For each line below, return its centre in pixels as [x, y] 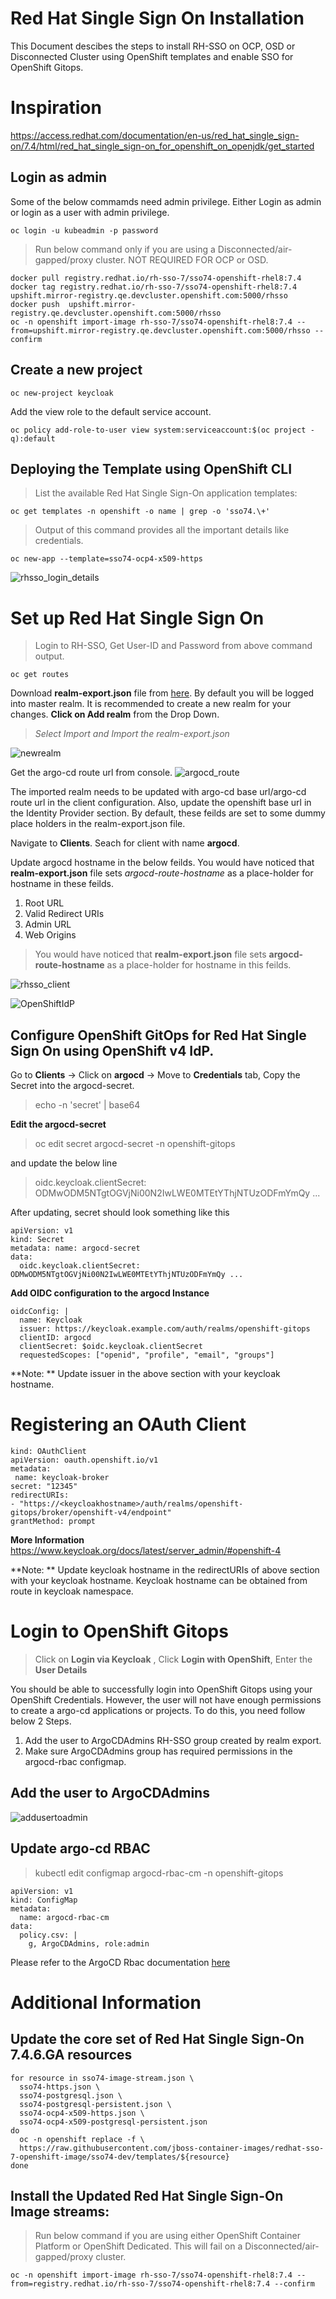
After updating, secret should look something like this [120, 1213]
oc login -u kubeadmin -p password [84, 230]
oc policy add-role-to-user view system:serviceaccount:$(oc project [158, 430]
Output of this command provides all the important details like [162, 530]
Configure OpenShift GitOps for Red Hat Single [158, 1035]
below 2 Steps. [41, 1721]
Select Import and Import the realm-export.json [132, 734]
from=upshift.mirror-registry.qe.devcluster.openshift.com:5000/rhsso [160, 330]
